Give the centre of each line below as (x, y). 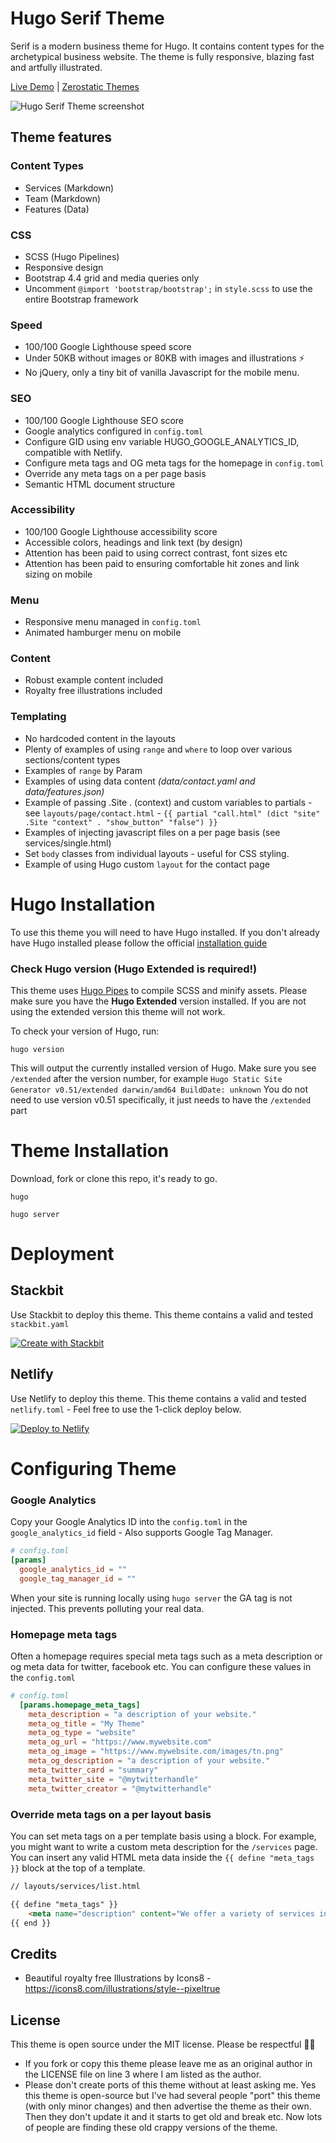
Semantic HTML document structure (100, 484)
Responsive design (64, 267)
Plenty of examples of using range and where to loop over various (158, 749)
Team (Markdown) (63, 198)
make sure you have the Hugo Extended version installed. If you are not (158, 1001)
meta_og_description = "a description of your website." (149, 1761)
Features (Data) (57, 209)
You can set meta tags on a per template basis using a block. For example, (163, 1836)
